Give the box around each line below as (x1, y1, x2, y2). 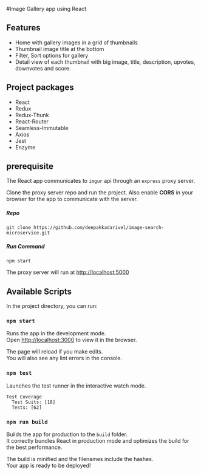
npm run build (6, 419, 48, 425)
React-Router (15, 118, 49, 125)
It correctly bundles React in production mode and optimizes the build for (6, 437, 189, 445)
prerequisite (6, 161, 53, 172)
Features (6, 22, 41, 33)
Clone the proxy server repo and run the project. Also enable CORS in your (6, 189, 193, 196)
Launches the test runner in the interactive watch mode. (6, 382, 147, 389)
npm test (6, 370, 32, 377)
